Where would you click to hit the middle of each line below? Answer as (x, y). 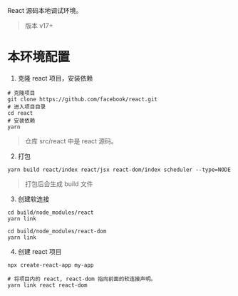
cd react (20, 113)
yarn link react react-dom (47, 285)
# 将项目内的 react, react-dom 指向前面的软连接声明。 (82, 279)
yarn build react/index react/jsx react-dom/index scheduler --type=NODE (119, 170)
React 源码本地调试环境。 (45, 10)
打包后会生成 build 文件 (59, 183)
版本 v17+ (39, 26)
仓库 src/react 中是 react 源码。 (71, 141)
